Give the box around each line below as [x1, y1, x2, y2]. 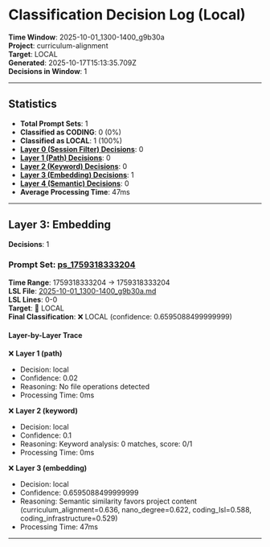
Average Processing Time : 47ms [19, 187, 131, 196]
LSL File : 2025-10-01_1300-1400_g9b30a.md [8, 286, 157, 295]
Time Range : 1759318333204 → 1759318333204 [8, 278, 170, 287]
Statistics [8, 97, 58, 111]
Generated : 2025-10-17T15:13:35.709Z [8, 58, 137, 68]
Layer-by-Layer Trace [8, 331, 83, 340]
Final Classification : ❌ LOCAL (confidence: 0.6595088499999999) [8, 311, 233, 321]
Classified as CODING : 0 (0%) [19, 127, 122, 137]
